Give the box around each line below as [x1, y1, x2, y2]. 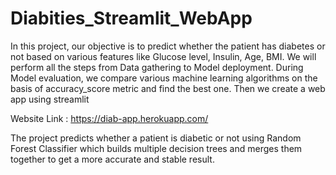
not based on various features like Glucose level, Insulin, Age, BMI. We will [10, 50, 317, 62]
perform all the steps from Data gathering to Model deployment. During [10, 61, 304, 73]
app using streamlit [10, 93, 90, 105]
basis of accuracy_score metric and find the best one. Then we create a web [10, 82, 326, 94]
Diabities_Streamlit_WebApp [10, 7, 253, 30]
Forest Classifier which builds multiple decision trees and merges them [10, 142, 303, 154]
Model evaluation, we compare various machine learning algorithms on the [10, 72, 318, 84]
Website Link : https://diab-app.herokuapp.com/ [10, 112, 209, 124]
